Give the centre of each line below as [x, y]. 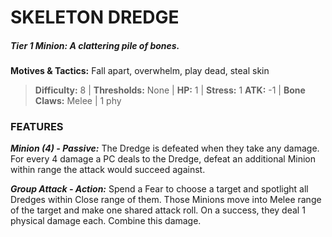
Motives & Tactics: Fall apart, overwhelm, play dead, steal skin [140, 71]
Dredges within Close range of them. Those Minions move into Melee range [166, 200]
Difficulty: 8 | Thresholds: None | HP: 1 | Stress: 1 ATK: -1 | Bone [170, 90]
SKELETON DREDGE [95, 17]
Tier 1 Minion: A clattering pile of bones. [95, 45]
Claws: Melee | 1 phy [78, 101]
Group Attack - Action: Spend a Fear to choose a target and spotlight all [159, 189]
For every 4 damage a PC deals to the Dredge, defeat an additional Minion [163, 159]
